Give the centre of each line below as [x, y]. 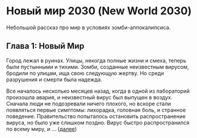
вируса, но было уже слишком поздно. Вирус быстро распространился [98, 123]
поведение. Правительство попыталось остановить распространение [96, 116]
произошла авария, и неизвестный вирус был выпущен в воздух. [90, 97]
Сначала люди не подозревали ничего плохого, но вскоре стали [89, 103]
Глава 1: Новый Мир [45, 46]
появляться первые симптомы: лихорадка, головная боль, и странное [96, 110]
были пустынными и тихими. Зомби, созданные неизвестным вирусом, [98, 67]
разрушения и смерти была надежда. [54, 79]
